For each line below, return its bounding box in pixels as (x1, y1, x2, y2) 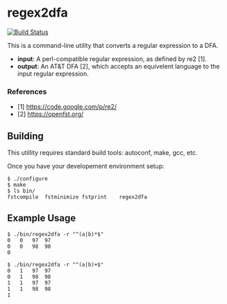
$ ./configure (7, 176, 49, 183)
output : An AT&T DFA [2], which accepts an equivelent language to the (17, 62, 220, 70)
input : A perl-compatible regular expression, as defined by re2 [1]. (17, 54, 207, 63)
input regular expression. (17, 69, 89, 78)
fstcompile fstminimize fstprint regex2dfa (7, 194, 148, 201)
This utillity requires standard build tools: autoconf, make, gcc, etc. (7, 149, 198, 157)
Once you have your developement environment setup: (7, 162, 165, 171)
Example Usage (7, 212, 76, 224)
